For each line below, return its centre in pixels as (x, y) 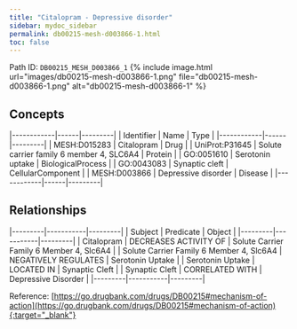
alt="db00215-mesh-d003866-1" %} (139, 86)
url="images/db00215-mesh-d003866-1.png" (93, 77)
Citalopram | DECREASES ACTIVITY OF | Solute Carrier (183, 241)
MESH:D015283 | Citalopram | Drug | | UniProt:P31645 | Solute (167, 145)
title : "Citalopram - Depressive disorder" (91, 17)
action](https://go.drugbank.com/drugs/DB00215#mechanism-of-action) (143, 305)
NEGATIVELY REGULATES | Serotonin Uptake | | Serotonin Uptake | (132, 260)
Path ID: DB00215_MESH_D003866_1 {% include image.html (111, 67)
